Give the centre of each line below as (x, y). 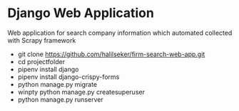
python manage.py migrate (57, 84)
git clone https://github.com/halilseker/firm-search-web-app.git (111, 54)
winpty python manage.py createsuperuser (81, 92)
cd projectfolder (41, 61)
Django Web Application (81, 13)
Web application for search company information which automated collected (120, 33)
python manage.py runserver (60, 99)
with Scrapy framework (42, 40)
